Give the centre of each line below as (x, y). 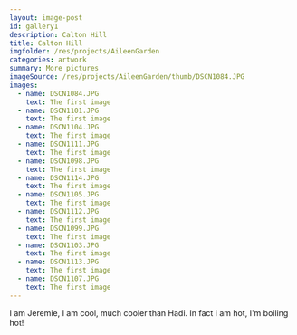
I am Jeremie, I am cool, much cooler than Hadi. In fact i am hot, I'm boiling (149, 312)
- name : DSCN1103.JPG (58, 245)
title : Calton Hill (46, 43)
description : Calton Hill (58, 34)
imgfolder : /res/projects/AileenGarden (85, 52)
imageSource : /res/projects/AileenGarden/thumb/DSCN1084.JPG (127, 77)
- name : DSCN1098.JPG (58, 161)
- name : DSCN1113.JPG (58, 262)
